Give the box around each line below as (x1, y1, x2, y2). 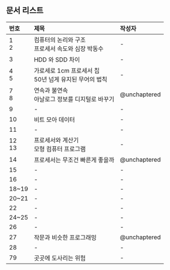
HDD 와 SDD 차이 (33, 55, 80, 63)
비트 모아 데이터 (33, 115, 75, 124)
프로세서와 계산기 (33, 136, 79, 144)
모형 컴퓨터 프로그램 (33, 145, 86, 153)
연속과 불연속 (33, 86, 69, 94)
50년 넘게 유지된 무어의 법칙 (33, 75, 107, 83)
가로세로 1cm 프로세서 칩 (33, 66, 100, 74)
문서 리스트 (6, 5, 44, 16)
